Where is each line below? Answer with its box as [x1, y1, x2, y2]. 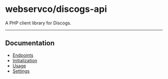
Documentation [5, 39, 55, 48]
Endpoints [12, 52, 33, 58]
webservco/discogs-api [5, 3, 107, 15]
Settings [12, 68, 30, 74]
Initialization [12, 57, 37, 63]
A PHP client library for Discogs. [5, 20, 71, 26]
